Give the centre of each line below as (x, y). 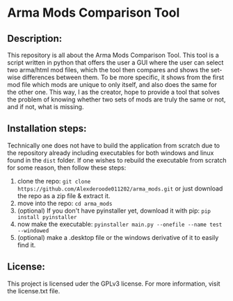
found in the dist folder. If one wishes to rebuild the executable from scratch (117, 160)
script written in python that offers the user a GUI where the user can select (115, 63)
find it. (26, 245)
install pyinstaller (47, 217)
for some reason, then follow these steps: (67, 168)
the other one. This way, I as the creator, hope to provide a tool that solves (114, 92)
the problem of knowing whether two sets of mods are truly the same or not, (116, 99)
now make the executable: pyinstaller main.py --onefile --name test (120, 224)
